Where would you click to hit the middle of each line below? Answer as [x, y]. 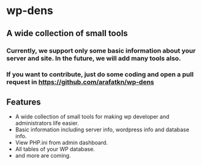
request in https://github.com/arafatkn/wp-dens [80, 82]
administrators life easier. [47, 123]
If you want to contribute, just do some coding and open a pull [100, 75]
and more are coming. [43, 156]
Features [24, 102]
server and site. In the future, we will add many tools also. [94, 58]
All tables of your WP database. [55, 149]
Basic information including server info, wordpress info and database [102, 130]
